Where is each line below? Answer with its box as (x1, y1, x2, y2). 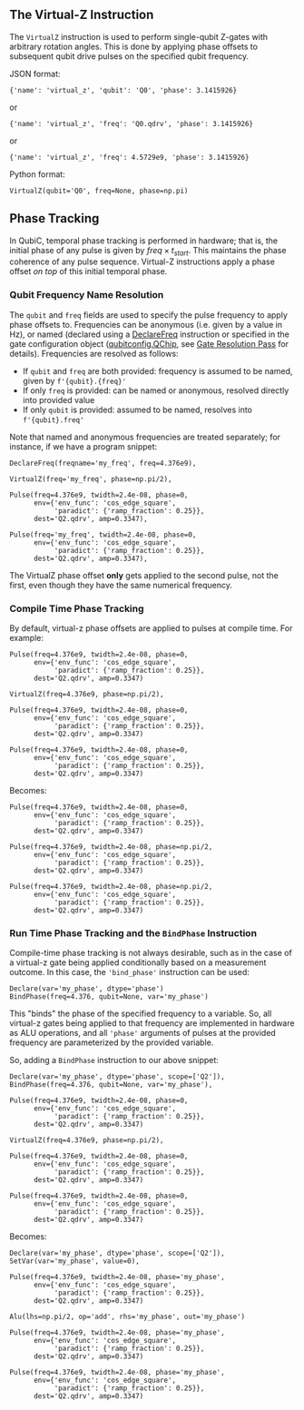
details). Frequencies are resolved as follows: (9, 348, 179, 359)
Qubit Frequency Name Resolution (9, 289, 164, 301)
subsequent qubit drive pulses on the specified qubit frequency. (9, 50, 250, 62)
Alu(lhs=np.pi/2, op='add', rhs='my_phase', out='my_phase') (9, 1312, 246, 1322)
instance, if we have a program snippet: (9, 440, 158, 452)
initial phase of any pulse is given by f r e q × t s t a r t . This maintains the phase (9, 244, 287, 258)
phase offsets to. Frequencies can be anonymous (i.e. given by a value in (9, 319, 283, 330)
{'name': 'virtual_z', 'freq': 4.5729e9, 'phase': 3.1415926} (9, 153, 250, 162)
